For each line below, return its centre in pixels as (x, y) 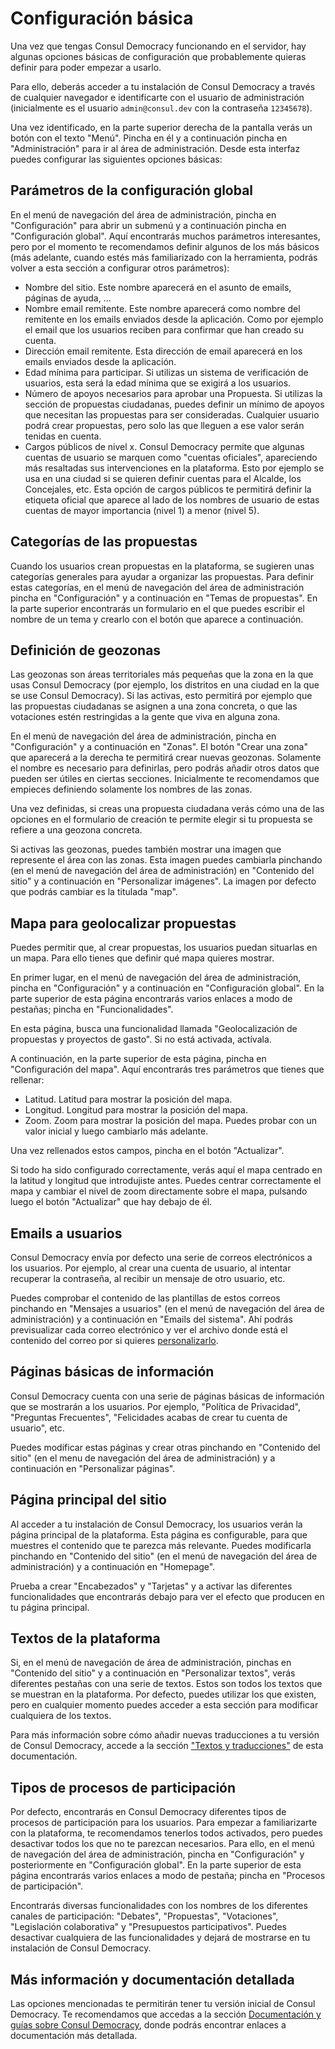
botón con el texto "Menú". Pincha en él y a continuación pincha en (149, 138)
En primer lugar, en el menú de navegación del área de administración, (156, 978)
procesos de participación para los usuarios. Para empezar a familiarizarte (164, 1823)
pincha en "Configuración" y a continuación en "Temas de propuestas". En (164, 598)
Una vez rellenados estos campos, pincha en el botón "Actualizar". (147, 1151)
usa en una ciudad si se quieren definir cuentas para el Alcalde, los (163, 478)
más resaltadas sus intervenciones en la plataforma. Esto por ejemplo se (174, 468)
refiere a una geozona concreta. (76, 830)
